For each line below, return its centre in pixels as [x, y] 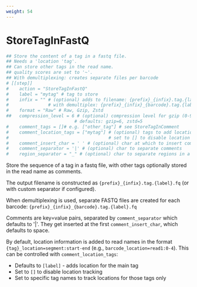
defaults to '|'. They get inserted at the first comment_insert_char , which [92, 224]
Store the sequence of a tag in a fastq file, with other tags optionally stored [96, 165]
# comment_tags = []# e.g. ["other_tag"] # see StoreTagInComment [93, 127]
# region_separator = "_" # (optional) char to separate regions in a [98, 154]
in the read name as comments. [44, 172]
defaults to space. [28, 230]
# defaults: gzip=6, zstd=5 [108, 122]
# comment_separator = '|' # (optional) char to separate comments [94, 149]
